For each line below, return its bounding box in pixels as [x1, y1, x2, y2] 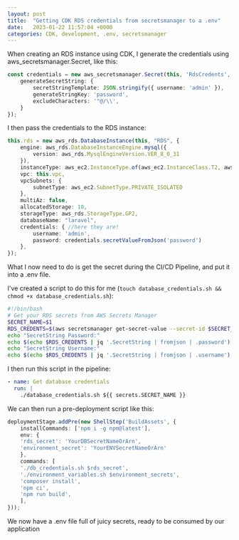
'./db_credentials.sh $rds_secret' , [20, 464, 129, 472]
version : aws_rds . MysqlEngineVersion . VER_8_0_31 [33, 151, 180, 158]
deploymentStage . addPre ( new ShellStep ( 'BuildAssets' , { [7, 418, 176, 425]
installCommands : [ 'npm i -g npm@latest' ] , [20, 425, 152, 432]
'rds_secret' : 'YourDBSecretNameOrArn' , [20, 438, 142, 445]
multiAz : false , [20, 197, 69, 204]
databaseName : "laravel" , [20, 216, 97, 224]
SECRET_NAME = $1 [7, 318, 53, 326]
